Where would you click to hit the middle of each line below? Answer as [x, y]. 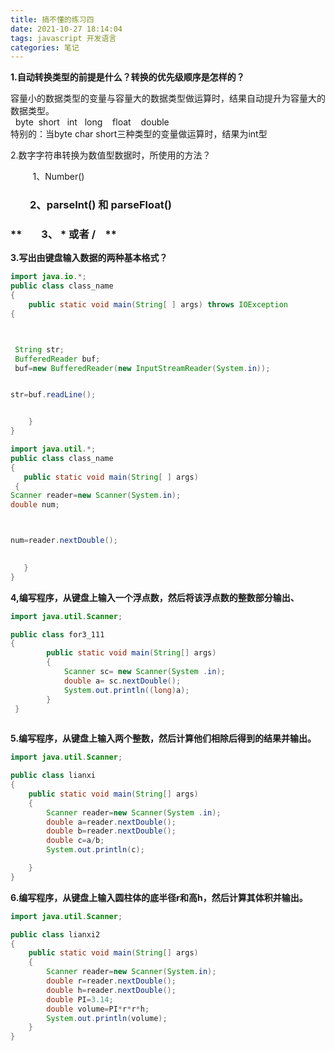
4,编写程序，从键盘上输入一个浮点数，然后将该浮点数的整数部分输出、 [155, 597]
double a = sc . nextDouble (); [122, 681]
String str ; [39, 349]
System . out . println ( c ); [95, 850]
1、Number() [58, 177]
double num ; [35, 505]
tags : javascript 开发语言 [63, 38]
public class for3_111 [57, 634]
